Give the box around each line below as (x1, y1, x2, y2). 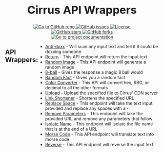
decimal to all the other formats (45, 84, 108, 90)
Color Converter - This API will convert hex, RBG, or (45, 80, 149, 85)
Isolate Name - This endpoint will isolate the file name (45, 121, 153, 127)
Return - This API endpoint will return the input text (45, 53, 148, 60)
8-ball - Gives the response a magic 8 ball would (45, 69, 143, 75)
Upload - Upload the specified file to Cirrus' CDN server (45, 90, 158, 96)
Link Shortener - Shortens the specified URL (45, 95, 135, 101)
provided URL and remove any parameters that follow (45, 116, 153, 121)
